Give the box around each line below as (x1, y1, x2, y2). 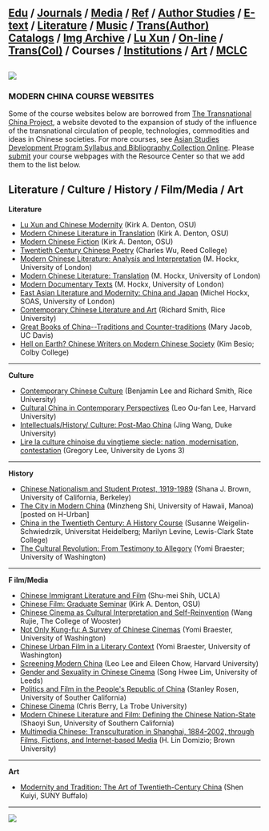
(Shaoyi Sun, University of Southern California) (19, 718, 175, 728)
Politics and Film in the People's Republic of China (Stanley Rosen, (19, 684, 239, 693)
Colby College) (19, 347, 70, 357)
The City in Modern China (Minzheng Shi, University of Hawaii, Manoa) (19, 500, 255, 511)
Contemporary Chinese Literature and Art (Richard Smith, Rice (19, 304, 226, 315)
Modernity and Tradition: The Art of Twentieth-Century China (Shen (19, 782, 244, 792)
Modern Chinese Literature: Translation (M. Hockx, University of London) (19, 271, 261, 280)
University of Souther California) (19, 692, 126, 702)
